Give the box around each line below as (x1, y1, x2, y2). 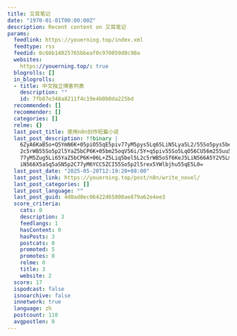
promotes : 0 (20, 253, 55, 260)
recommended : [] (13, 102, 61, 109)
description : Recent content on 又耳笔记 (7, 23, 127, 30)
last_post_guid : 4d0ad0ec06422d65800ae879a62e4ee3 (13, 194, 166, 201)
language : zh (13, 305, 52, 312)
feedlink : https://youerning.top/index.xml (13, 37, 143, 44)
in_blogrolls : (13, 75, 55, 83)
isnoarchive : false (13, 292, 71, 299)
